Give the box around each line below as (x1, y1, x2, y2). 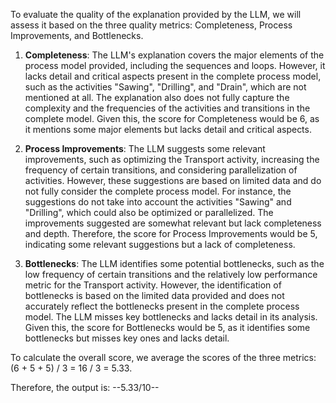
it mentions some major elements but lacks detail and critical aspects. (24, 124, 312, 135)
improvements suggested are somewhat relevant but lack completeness (24, 217, 322, 229)
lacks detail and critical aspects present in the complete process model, (24, 70, 322, 82)
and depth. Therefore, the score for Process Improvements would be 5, (24, 228, 318, 239)
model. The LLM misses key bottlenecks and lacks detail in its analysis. (24, 311, 318, 323)
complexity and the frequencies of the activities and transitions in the (24, 102, 311, 114)
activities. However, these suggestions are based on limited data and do (24, 175, 322, 186)
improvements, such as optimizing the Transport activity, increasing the (24, 154, 320, 165)
